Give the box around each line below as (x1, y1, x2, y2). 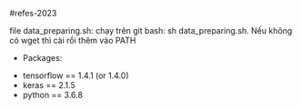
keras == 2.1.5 (22, 80, 75, 90)
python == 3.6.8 (22, 90, 84, 100)
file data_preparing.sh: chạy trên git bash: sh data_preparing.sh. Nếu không (9, 25, 293, 35)
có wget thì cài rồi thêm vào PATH (9, 35, 136, 45)
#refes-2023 (9, 8, 57, 18)
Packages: (22, 53, 63, 63)
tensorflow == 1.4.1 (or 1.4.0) (22, 70, 129, 81)
